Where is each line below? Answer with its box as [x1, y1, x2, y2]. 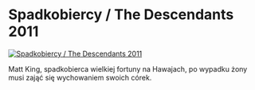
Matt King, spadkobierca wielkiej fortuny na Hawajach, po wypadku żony [8, 64, 248, 73]
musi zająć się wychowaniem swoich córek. [8, 72, 152, 82]
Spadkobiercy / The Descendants [8, 6, 234, 24]
